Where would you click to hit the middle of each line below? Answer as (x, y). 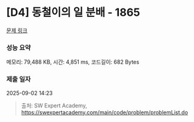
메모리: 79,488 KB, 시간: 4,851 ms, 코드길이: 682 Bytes (73, 62)
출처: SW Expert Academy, (54, 105)
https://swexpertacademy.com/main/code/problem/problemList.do (105, 112)
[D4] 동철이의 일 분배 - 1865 (73, 12)
